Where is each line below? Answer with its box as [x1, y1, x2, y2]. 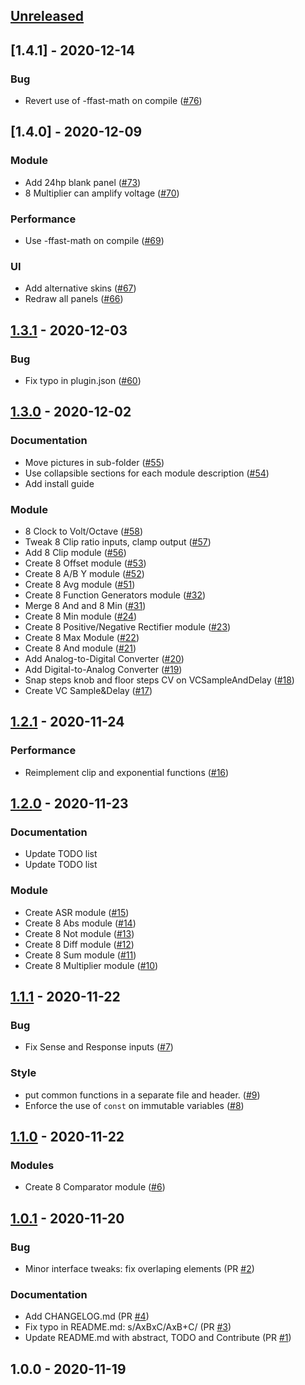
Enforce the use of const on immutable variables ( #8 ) [24, 1099, 245, 1111]
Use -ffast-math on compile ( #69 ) [24, 235, 165, 247]
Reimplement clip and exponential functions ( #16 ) [24, 766, 230, 778]
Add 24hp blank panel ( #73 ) [24, 176, 142, 188]
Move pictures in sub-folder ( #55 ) [24, 456, 165, 468]
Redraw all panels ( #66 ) [24, 293, 124, 305]
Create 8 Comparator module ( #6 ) [24, 1181, 166, 1193]
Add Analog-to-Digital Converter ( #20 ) [24, 653, 185, 665]
